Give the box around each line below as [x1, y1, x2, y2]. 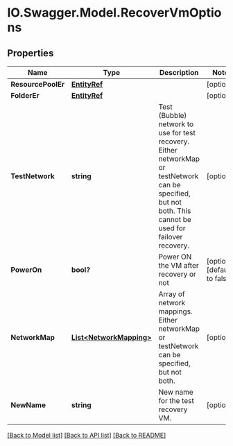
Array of [158, 289, 185, 299]
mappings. [158, 307, 193, 316]
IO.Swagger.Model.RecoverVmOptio [7, 5, 222, 21]
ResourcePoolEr [10, 80, 65, 89]
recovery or [158, 269, 196, 279]
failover [158, 232, 183, 241]
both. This [158, 206, 191, 216]
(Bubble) [158, 111, 187, 120]
